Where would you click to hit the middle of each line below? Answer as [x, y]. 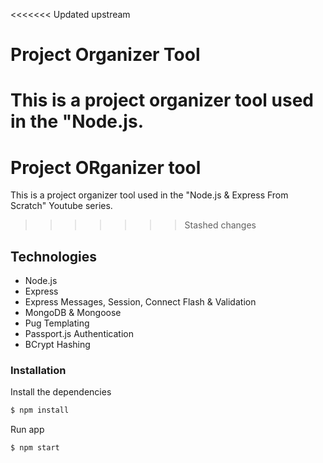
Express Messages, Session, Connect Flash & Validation [140, 302]
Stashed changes [220, 225]
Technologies [54, 256]
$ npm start [35, 448]
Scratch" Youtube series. [61, 206]
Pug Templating [57, 323]
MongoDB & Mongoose [73, 313]
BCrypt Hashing [57, 345]
